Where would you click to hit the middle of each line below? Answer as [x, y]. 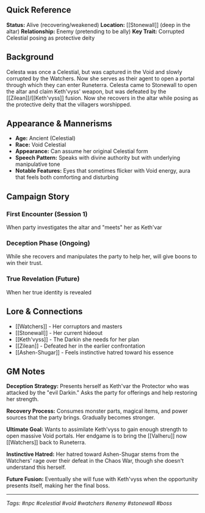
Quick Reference [39, 10]
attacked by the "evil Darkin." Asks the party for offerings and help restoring [102, 393]
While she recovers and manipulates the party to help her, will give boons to [102, 256]
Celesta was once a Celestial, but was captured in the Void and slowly [94, 72]
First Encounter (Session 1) [47, 214]
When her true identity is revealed [49, 292]
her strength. [23, 399]
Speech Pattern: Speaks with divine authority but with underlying [98, 158]
